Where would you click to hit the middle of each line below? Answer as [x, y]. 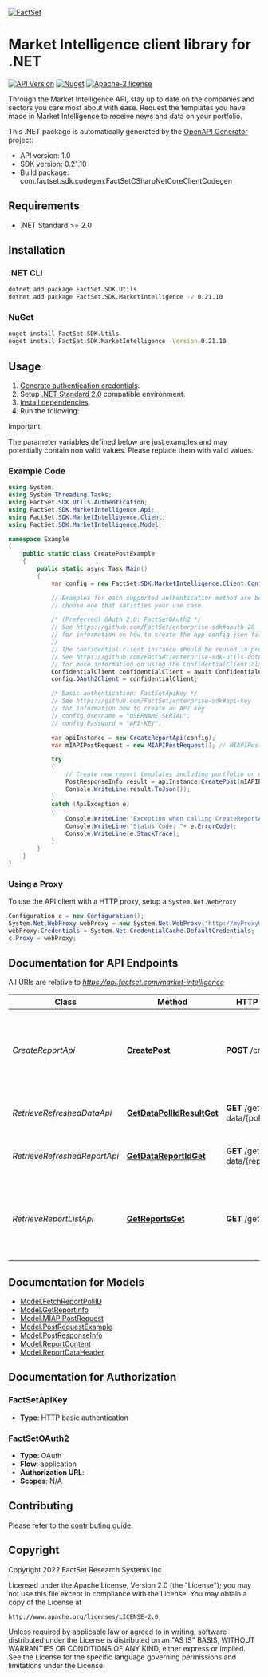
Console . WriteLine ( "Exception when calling [139, 819]
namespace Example [39, 539]
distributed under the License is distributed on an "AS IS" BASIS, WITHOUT [132, 1639]
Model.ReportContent [55, 1344]
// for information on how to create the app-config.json [149, 635]
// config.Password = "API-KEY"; [106, 723]
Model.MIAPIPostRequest [61, 1319]
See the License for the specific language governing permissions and [122, 1657]
